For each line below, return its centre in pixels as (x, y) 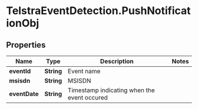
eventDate (24, 94)
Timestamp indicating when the (111, 90)
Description (117, 61)
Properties (26, 45)
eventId (20, 71)
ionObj (23, 23)
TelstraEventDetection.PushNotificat (98, 11)
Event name (84, 71)
